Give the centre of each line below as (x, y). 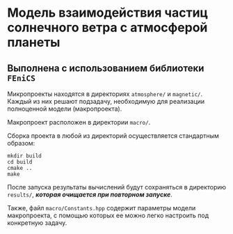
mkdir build (24, 156)
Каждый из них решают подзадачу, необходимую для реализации (106, 101)
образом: (21, 143)
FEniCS (22, 78)
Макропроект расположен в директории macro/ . (79, 122)
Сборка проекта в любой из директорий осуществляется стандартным (113, 136)
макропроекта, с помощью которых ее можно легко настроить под (108, 215)
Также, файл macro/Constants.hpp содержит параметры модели (102, 208)
